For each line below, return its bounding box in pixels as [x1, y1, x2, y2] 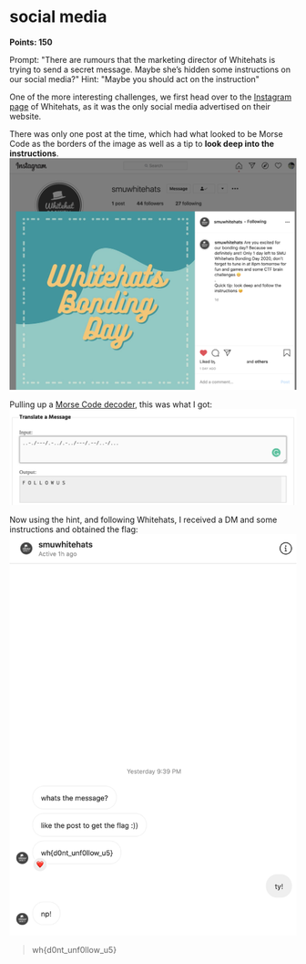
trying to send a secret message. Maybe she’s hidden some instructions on [9, 64, 291, 75]
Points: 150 [9, 37, 53, 47]
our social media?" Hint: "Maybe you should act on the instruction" [9, 73, 260, 84]
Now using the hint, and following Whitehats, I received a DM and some [9, 514, 278, 525]
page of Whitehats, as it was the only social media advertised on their [9, 100, 271, 111]
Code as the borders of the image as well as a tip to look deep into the [9, 138, 275, 149]
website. [9, 110, 42, 121]
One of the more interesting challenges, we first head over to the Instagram [9, 91, 292, 102]
